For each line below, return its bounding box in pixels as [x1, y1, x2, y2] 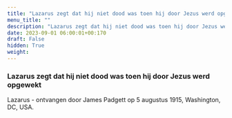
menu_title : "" [7, 17, 51, 23]
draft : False [7, 36, 45, 43]
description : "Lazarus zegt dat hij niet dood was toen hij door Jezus [7, 23, 217, 30]
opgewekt [7, 80, 42, 90]
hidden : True [7, 42, 45, 49]
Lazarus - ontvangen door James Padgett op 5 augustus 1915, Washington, [7, 96, 221, 104]
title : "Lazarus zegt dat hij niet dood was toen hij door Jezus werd [7, 10, 215, 17]
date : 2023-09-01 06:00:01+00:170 [7, 29, 107, 37]
